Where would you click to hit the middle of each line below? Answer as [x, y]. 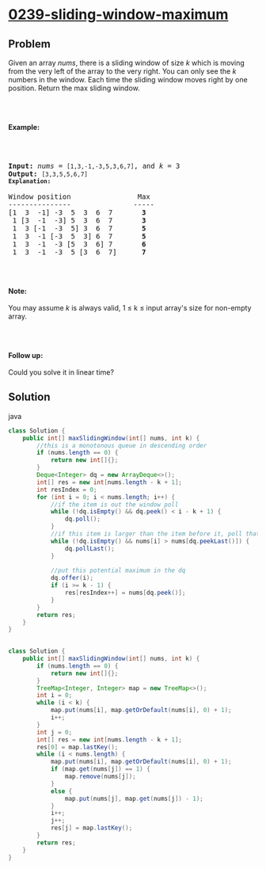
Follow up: [26, 355]
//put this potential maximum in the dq [118, 571]
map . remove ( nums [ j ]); [100, 777]
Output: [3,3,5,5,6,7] [48, 174]
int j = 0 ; [55, 732]
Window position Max [79, 197]
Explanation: [30, 181]
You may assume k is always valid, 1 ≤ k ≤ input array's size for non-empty [130, 308]
